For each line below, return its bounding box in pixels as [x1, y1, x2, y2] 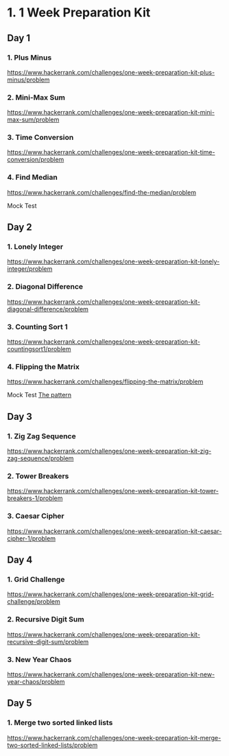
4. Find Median [7, 173, 58, 182]
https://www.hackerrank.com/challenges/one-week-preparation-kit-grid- [7, 590, 215, 598]
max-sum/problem [7, 115, 60, 124]
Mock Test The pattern [7, 391, 72, 399]
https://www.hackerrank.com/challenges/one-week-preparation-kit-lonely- [7, 257, 220, 265]
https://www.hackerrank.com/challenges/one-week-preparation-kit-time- [7, 148, 215, 156]
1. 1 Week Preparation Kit [7, 5, 151, 21]
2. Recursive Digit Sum [7, 615, 84, 624]
